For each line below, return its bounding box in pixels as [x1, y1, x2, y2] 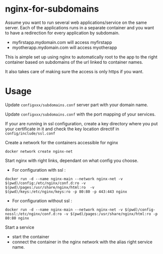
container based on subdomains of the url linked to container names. [5, 59, 144, 65]
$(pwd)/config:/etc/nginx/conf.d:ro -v [5, 180, 86, 186]
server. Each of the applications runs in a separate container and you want [5, 24, 154, 30]
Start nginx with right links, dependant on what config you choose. [5, 157, 139, 163]
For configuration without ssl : [12, 197, 72, 203]
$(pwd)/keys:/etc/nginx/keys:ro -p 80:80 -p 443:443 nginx [5, 189, 127, 194]
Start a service [5, 224, 35, 230]
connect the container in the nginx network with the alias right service [12, 239, 153, 245]
